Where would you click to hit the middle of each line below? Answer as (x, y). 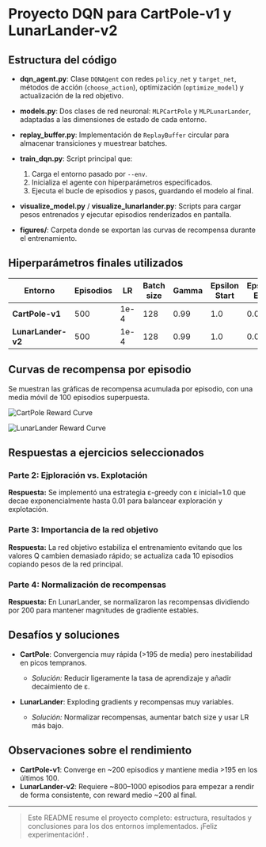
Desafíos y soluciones (64, 635)
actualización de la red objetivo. (72, 95)
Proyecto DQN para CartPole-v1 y (120, 14)
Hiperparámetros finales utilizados (96, 263)
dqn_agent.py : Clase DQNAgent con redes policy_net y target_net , (128, 79)
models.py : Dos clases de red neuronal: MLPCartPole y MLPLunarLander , (135, 111)
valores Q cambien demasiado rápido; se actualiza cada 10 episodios (121, 555)
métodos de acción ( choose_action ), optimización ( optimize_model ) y (131, 87)
